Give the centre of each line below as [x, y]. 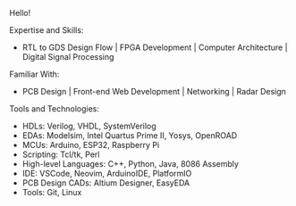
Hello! [20, 13]
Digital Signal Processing [68, 57]
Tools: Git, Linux [52, 192]
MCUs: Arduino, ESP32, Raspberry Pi [91, 145]
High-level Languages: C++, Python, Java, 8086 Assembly [131, 164]
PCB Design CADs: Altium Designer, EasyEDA [106, 183]
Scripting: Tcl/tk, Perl [61, 154]
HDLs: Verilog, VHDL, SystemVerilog [89, 126]
